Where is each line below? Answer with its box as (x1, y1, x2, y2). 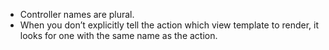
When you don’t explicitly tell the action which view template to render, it (19, 19, 320, 31)
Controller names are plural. (19, 9, 135, 20)
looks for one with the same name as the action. (19, 30, 218, 41)
